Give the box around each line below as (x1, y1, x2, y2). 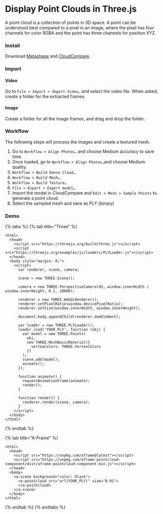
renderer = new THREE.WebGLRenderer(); (18, 297, 99, 302)
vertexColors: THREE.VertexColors (31, 344, 101, 349)
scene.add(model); (22, 357, 60, 362)
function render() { (18, 396, 60, 401)
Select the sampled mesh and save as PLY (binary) (12, 200, 114, 206)
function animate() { (18, 374, 62, 379)
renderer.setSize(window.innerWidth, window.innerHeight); (18, 306, 140, 311)
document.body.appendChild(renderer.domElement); (18, 314, 121, 320)
